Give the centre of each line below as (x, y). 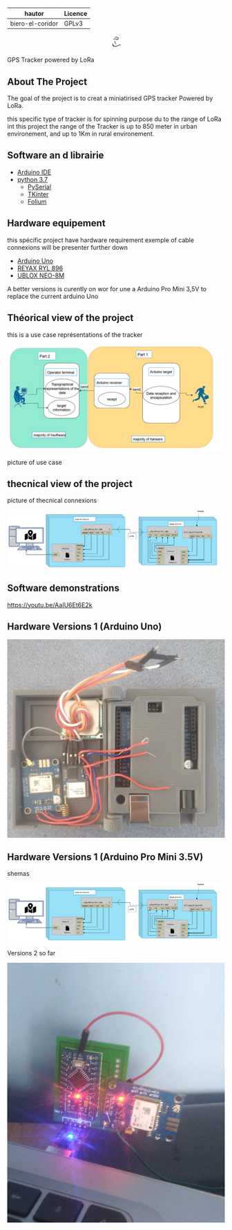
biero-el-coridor (34, 23)
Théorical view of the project (70, 318)
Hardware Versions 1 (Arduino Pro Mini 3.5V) (105, 857)
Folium (37, 201)
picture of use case (35, 462)
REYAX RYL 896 (40, 268)
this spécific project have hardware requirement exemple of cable (101, 240)
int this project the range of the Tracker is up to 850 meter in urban (102, 127)
